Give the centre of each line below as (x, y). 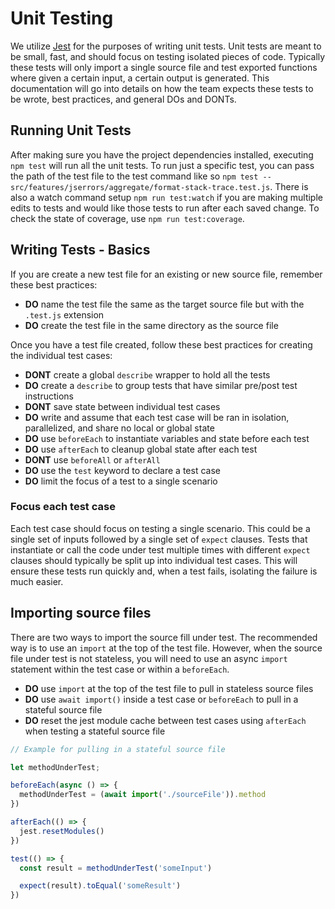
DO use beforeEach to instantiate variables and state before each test (167, 438)
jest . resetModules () (62, 831)
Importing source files (81, 613)
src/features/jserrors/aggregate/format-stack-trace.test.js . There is (159, 186)
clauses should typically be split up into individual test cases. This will (154, 560)
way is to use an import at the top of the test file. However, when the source (166, 648)
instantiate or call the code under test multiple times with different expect (160, 549)
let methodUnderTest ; (55, 767)
